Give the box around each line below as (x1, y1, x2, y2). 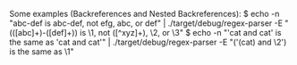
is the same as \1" (9, 46, 74, 57)
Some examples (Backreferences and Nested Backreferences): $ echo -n (9, 9, 280, 19)
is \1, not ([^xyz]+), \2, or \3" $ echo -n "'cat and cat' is (80, 28, 282, 37)
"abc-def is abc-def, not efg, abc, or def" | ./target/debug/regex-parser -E (9, 18, 284, 28)
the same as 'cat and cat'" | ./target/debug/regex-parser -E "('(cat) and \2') (9, 37, 287, 47)
